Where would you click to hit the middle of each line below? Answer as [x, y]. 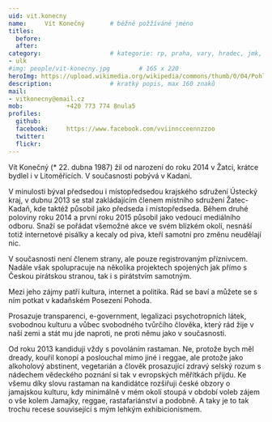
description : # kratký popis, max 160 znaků [112, 83]
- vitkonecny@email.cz [47, 99]
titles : [21, 31]
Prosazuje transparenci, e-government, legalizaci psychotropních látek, [127, 316]
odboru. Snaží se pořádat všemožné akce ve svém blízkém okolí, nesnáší [130, 226]
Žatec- [238, 200]
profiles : [25, 114]
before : [29, 38]
